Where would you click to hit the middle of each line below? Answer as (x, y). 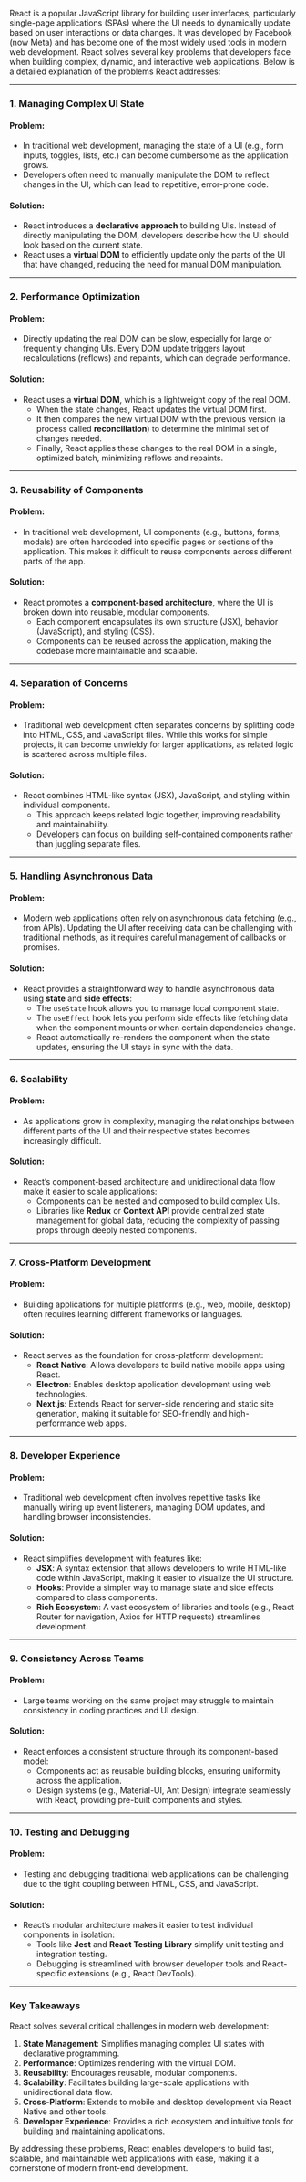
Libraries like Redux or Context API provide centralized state (150, 1210)
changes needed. (69, 438)
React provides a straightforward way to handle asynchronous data (148, 988)
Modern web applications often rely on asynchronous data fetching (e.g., (159, 918)
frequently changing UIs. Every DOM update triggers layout (134, 348)
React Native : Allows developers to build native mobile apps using (160, 1365)
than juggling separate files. (88, 844)
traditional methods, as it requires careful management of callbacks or (154, 938)
